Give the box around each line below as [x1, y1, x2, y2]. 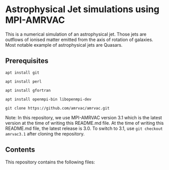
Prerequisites [5, 57, 49, 65]
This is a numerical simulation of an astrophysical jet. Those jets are [5, 31, 147, 37]
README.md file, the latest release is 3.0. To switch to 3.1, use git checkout [5, 125, 163, 131]
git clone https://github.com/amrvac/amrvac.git [5, 106, 110, 111]
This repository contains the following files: [5, 159, 95, 165]
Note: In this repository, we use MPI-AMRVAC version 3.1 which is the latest [5, 114, 162, 120]
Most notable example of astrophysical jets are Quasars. [5, 42, 123, 48]
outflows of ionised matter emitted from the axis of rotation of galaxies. [5, 37, 153, 43]
